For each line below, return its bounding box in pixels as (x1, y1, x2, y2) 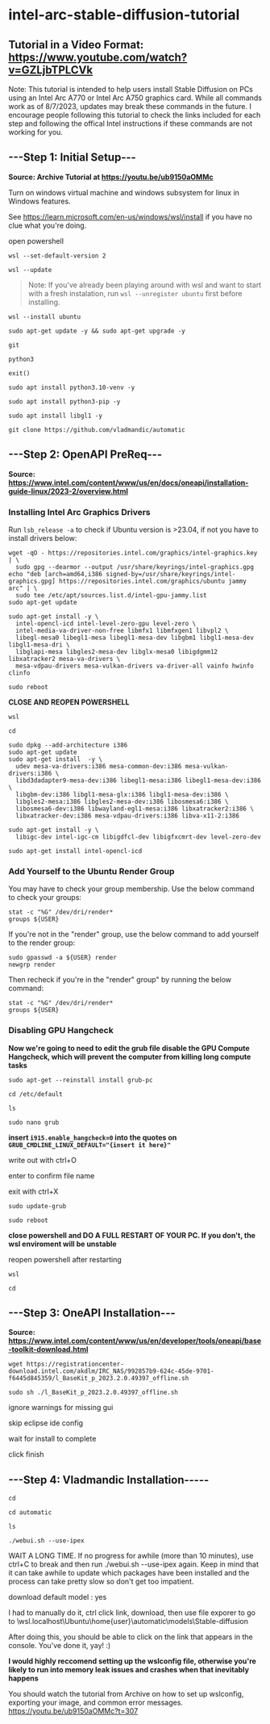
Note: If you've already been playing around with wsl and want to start (27, 280, 262, 290)
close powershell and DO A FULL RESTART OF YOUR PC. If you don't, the (8, 1230, 256, 1240)
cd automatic (8, 1508, 52, 1517)
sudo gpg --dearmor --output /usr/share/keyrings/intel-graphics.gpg (15, 563, 254, 571)
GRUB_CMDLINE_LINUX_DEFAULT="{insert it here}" (8, 1140, 172, 1149)
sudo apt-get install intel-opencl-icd (8, 847, 143, 855)
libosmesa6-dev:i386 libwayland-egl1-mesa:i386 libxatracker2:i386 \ (15, 805, 254, 813)
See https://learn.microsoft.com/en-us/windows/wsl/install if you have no (8, 211, 252, 221)
